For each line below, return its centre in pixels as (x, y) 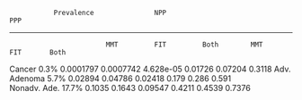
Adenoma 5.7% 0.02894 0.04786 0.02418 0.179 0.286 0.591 (120, 79)
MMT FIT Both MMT (184, 45)
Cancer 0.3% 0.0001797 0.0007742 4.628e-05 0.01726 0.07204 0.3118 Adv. (150, 69)
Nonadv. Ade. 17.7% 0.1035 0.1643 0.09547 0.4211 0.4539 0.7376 (130, 88)
